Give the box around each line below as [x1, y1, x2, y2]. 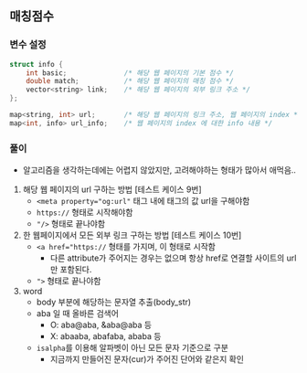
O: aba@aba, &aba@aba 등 [49, 319, 153, 331]
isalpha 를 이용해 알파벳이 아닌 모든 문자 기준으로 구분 [36, 342, 228, 354]
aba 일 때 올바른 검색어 [36, 308, 119, 319]
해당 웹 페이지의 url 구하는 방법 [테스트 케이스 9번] [22, 184, 203, 195]
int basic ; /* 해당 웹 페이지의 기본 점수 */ [26, 68, 235, 78]
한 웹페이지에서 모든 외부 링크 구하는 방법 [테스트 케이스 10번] [22, 229, 242, 240]
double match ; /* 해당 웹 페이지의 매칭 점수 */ [26, 77, 235, 86]
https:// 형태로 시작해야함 [36, 207, 133, 218]
